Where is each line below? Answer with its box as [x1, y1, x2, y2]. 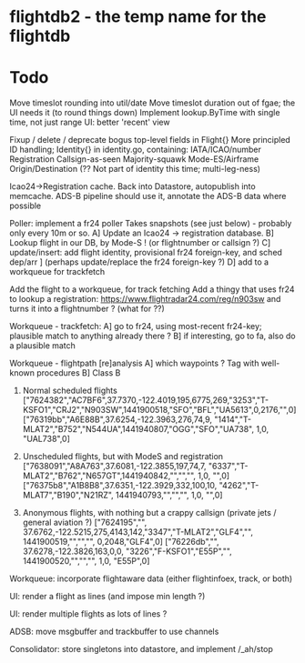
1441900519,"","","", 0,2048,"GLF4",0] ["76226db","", [22, 537, 220, 547]
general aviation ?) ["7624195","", [22, 517, 147, 528]
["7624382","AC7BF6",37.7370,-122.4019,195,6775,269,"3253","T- [22, 395, 269, 406]
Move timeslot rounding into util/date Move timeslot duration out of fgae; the [9, 97, 296, 108]
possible [9, 200, 42, 211]
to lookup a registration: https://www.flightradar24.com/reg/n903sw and [9, 294, 281, 305]
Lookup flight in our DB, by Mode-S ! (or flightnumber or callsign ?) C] [9, 237, 271, 248]
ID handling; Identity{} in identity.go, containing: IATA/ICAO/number [9, 144, 261, 156]
